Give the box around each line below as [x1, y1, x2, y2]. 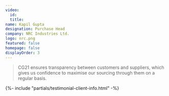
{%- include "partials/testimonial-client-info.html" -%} [5, 85, 119, 91]
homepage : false [5, 45, 40, 51]
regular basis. [17, 75, 47, 81]
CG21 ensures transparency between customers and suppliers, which [17, 64, 164, 70]
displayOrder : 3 [5, 50, 40, 55]
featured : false [5, 41, 40, 46]
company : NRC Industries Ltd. [5, 31, 70, 36]
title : [10, 17, 24, 22]
